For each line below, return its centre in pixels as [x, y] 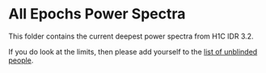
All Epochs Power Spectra [97, 14]
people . [21, 60]
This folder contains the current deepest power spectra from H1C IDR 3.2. [131, 36]
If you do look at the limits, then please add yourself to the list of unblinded [133, 51]
